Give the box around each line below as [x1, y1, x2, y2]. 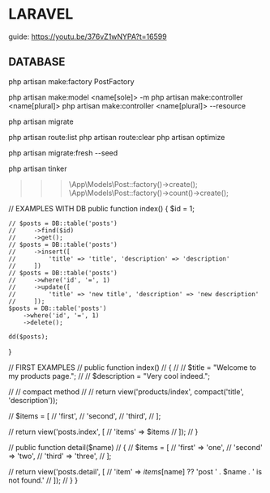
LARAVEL [8, 5, 74, 23]
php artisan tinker [8, 164, 67, 173]
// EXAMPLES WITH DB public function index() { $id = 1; [8, 203, 195, 213]
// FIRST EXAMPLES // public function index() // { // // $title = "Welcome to [8, 362, 257, 372]
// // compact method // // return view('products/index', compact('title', [8, 386, 245, 397]
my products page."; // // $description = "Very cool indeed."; [8, 371, 211, 380]
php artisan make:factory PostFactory [8, 76, 135, 86]
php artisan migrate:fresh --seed [8, 147, 118, 158]
